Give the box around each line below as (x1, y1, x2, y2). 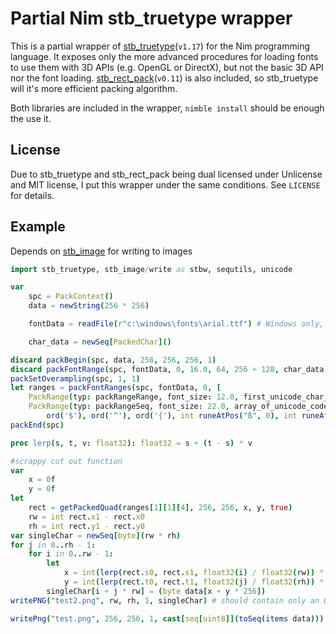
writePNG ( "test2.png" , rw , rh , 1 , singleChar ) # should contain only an (10, 595, 320, 606)
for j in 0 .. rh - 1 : (10, 540, 97, 550)
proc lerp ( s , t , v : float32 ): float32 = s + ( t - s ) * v (10, 438, 253, 448)
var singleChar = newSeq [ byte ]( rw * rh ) (10, 530, 182, 541)
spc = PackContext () (28, 292, 114, 302)
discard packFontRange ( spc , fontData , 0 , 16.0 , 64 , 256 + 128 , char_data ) (10, 364, 329, 374)
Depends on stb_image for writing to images (10, 245, 193, 257)
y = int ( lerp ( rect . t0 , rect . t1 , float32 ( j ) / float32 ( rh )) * (63, 577, 325, 587)
